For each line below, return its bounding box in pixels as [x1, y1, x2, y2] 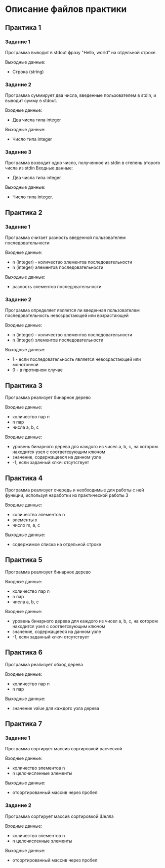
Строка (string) [12, 69, 44, 75]
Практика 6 [5, 648, 43, 657]
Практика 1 [5, 23, 41, 32]
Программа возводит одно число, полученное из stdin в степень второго [5, 160, 161, 166]
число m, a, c [12, 522, 41, 528]
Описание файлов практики [5, 3, 127, 15]
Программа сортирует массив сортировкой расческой [5, 746, 123, 752]
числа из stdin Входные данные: [5, 165, 73, 171]
